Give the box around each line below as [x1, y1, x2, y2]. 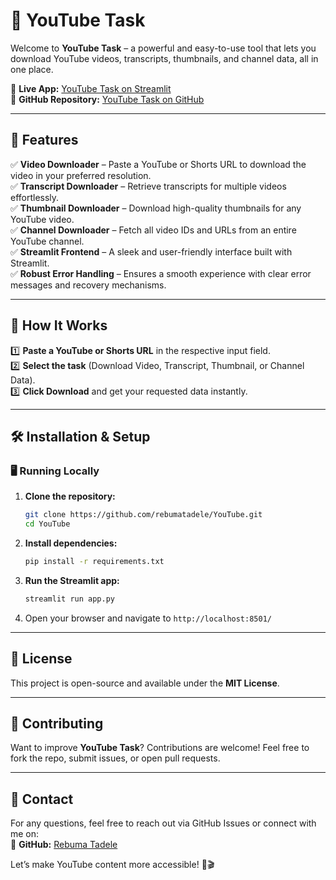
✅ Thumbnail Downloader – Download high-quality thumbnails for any [10, 202, 302, 214]
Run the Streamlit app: [24, 574, 120, 586]
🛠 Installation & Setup [10, 428, 151, 445]
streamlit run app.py [24, 594, 115, 604]
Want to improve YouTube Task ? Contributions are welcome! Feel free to [10, 742, 310, 754]
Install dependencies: [24, 537, 118, 549]
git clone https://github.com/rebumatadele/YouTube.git [24, 510, 263, 520]
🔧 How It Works [10, 317, 108, 334]
